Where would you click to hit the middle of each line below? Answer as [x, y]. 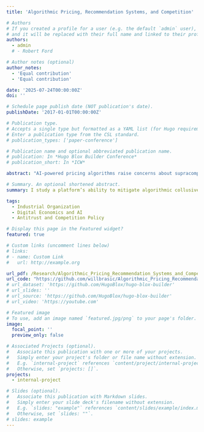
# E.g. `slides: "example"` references [59, 408]
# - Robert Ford [32, 51]
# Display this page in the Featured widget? [65, 229]
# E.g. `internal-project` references [58, 363]
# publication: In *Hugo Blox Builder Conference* [72, 157]
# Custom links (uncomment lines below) [58, 245]
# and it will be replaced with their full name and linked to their [96, 34]
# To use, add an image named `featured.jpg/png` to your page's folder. [102, 318]
